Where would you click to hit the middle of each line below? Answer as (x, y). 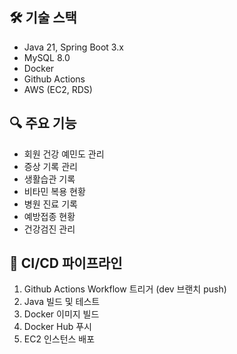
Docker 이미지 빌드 (61, 314)
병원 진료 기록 (50, 204)
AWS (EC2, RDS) (58, 89)
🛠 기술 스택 (43, 18)
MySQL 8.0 (47, 57)
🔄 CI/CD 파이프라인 (66, 263)
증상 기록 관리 (50, 166)
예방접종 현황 (49, 216)
